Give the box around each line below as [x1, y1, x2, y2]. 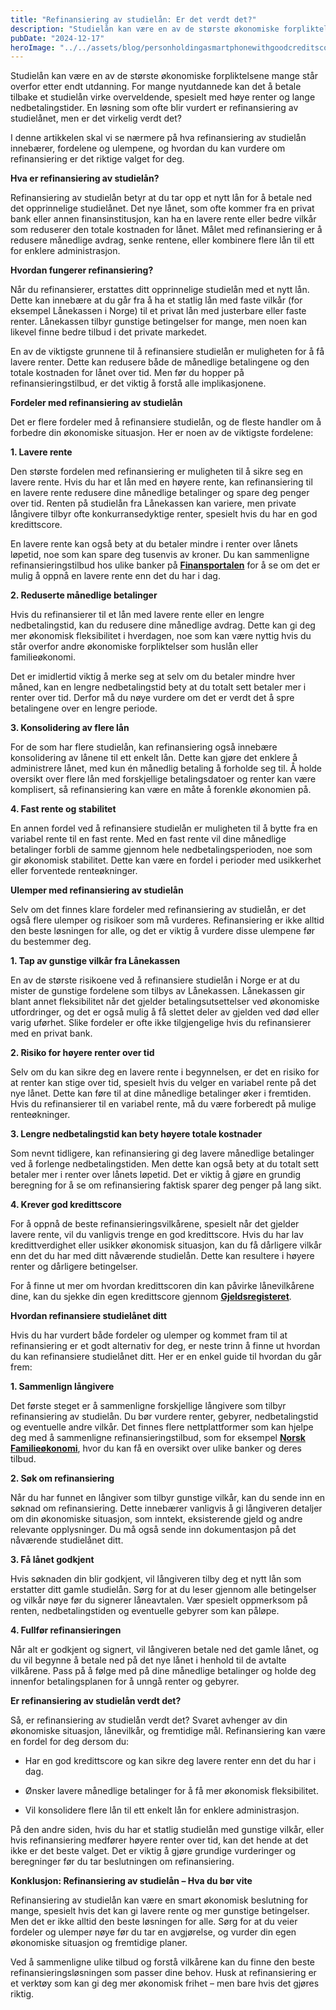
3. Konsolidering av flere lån [10, 722, 130, 734]
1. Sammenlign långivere [10, 1381, 115, 1393]
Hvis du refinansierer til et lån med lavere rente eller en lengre [10, 609, 265, 621]
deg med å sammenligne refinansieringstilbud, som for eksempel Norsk [10, 1432, 306, 1444]
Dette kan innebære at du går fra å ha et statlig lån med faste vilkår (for [10, 294, 303, 306]
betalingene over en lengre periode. [10, 702, 158, 715]
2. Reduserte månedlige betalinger [10, 589, 158, 601]
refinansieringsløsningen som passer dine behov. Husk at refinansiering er [10, 1967, 317, 1979]
